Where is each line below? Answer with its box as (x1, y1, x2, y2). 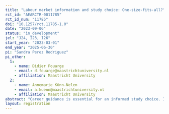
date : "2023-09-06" (5, 26, 46, 31)
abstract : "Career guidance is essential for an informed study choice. (5, 96, 161, 101)
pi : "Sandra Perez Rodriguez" (5, 49, 69, 54)
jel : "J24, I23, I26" (5, 36, 51, 41)
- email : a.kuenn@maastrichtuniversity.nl (14, 87, 105, 92)
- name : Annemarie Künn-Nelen (14, 82, 78, 87)
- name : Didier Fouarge (14, 64, 64, 69)
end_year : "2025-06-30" (5, 45, 55, 50)
